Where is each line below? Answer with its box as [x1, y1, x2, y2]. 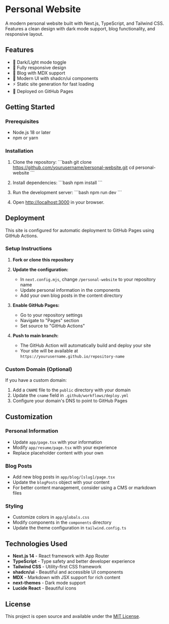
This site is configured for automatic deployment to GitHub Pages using [5, 227, 154, 233]
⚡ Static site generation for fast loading [12, 81, 95, 87]
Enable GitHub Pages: [12, 302, 60, 308]
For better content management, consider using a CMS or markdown [12, 484, 156, 491]
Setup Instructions [5, 245, 52, 252]
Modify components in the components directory [12, 519, 112, 525]
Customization [5, 412, 53, 421]
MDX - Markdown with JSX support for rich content [12, 574, 120, 581]
